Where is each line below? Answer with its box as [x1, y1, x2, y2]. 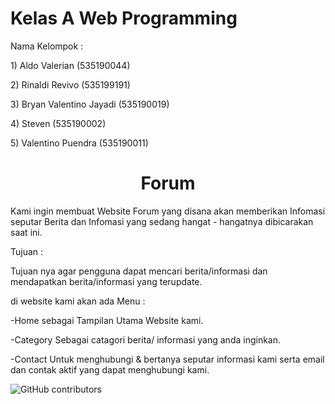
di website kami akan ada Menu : [10, 295, 146, 307]
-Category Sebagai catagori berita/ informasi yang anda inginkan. [10, 333, 282, 346]
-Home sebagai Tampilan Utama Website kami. [10, 314, 204, 326]
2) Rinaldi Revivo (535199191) [10, 78, 131, 91]
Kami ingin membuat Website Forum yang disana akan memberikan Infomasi [10, 205, 326, 217]
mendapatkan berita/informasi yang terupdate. [10, 275, 203, 287]
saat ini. [10, 226, 43, 238]
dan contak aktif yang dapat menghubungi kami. [10, 363, 210, 376]
